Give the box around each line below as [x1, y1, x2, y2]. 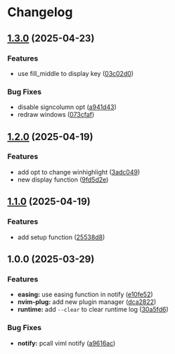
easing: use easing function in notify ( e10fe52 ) [17, 290, 153, 299]
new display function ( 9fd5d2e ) [17, 175, 109, 184]
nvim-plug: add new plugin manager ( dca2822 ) [17, 298, 157, 306]
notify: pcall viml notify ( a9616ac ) [17, 339, 116, 347]
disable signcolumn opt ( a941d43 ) [17, 103, 117, 111]
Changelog [7, 4, 73, 20]
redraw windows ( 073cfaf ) [17, 110, 95, 119]
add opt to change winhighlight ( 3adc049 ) [17, 167, 141, 176]
